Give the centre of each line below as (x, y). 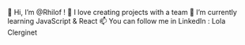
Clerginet (22, 32)
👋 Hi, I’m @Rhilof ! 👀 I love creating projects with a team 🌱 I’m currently (122, 12)
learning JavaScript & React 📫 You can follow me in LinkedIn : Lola (117, 21)
